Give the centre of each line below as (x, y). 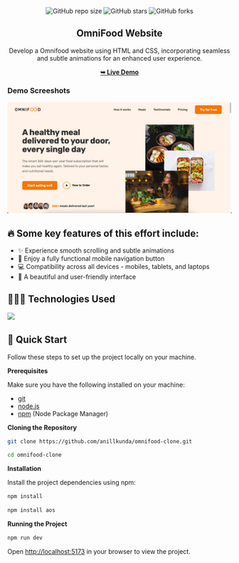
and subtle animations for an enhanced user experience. (119, 58)
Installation (24, 469)
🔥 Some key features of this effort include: (103, 233)
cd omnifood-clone (34, 455)
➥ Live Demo (119, 72)
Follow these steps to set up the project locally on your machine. (102, 357)
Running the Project (37, 524)
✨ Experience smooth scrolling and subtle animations (96, 250)
